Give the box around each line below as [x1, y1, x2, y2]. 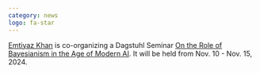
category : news [8, 11, 59, 20]
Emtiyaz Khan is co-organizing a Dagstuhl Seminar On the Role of [8, 40, 223, 49]
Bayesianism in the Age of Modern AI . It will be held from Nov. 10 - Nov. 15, [8, 49, 252, 58]
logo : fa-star [8, 19, 55, 27]
